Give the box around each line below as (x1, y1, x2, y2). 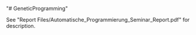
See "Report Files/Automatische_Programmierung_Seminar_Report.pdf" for (6, 16, 190, 23)
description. (6, 23, 36, 29)
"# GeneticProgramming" (6, 5, 68, 12)
